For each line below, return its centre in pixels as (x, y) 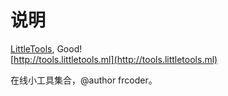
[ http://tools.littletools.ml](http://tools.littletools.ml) (114, 59)
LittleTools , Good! (46, 48)
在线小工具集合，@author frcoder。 (84, 80)
